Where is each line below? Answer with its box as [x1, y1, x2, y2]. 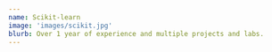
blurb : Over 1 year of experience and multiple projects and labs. [8, 29, 265, 38]
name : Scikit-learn [8, 12, 81, 22]
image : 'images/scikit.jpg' [8, 21, 113, 30]
